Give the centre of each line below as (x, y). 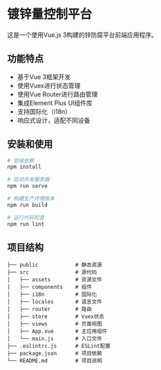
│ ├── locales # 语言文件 (55, 302)
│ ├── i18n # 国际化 (52, 295)
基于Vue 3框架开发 (44, 76)
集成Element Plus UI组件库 (55, 103)
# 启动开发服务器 (28, 180)
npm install (24, 167)
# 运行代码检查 (26, 217)
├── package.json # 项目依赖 (55, 354)
